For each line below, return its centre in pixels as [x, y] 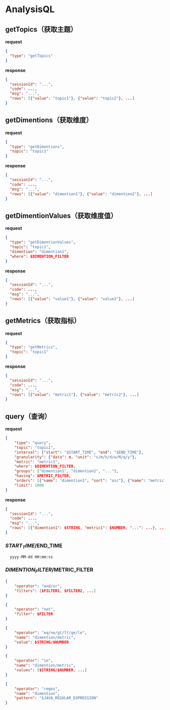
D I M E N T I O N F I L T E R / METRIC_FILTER [49, 570]
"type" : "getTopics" [31, 56]
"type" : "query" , [33, 443]
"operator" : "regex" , [37, 689]
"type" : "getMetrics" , [34, 347]
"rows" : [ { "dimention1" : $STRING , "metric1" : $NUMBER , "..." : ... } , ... [88, 528]
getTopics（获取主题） [41, 29]
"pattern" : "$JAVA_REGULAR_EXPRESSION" [56, 698]
